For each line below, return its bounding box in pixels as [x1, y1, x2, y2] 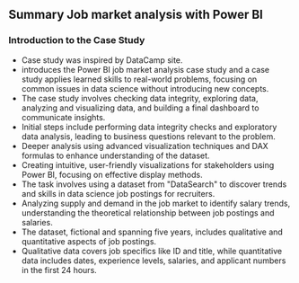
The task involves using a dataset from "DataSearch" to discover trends [21, 179, 287, 190]
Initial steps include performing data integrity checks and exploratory [21, 121, 277, 132]
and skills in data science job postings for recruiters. [21, 188, 215, 199]
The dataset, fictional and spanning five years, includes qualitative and [21, 226, 284, 237]
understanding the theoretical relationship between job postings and [21, 207, 275, 218]
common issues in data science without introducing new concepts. [21, 83, 269, 93]
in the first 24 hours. [21, 264, 98, 275]
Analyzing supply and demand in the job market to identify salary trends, [21, 198, 291, 208]
